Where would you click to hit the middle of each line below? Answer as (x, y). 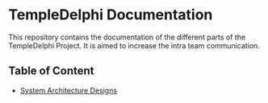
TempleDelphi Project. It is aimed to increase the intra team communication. (134, 45)
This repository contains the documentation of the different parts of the (127, 37)
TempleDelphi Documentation (111, 15)
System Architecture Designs (69, 90)
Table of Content (51, 71)
